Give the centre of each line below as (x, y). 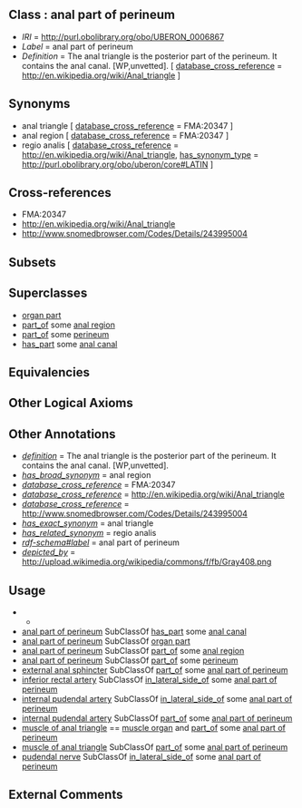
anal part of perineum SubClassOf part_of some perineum (130, 660)
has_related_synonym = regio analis (89, 533)
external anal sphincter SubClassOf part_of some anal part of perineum (155, 670)
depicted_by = (49, 552)
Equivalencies (49, 372)
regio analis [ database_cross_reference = (100, 145)
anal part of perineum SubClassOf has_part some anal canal (134, 632)
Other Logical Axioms (71, 403)
